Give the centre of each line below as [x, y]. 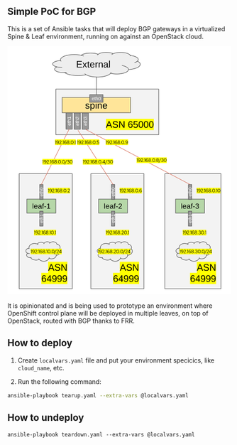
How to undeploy [46, 418]
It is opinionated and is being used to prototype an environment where [110, 306]
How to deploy [40, 343]
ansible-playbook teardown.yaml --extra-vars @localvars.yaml [101, 435]
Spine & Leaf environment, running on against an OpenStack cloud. [106, 36]
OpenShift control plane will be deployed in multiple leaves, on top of [108, 313]
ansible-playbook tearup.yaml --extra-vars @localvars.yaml [98, 395]
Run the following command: [59, 381]
